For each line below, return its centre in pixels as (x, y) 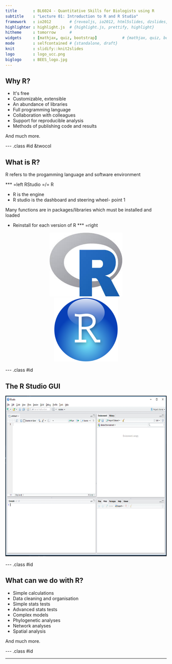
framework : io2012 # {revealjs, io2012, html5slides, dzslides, (87, 22)
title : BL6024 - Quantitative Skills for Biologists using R (80, 11)
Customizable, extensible (39, 99)
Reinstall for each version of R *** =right (55, 225)
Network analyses (32, 625)
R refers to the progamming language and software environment (73, 175)
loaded (13, 215)
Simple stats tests (31, 604)
